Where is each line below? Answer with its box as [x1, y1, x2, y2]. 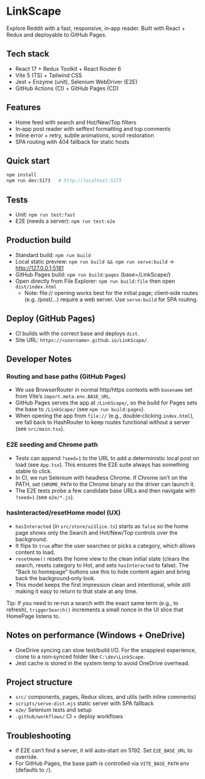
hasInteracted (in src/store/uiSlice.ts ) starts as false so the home [15, 522, 188, 530]
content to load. [15, 548, 56, 556]
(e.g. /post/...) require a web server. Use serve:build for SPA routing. [24, 296, 198, 303]
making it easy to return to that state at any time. [15, 587, 138, 595]
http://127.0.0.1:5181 [15, 264, 64, 272]
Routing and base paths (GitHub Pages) [6, 372, 127, 381]
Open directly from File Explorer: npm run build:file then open [15, 277, 176, 285]
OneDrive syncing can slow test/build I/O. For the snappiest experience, [15, 646, 197, 654]
